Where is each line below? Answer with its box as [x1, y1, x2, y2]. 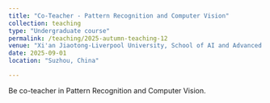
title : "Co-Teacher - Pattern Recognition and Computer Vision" [8, 11, 230, 20]
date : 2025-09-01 [8, 49, 67, 57]
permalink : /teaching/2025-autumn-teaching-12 [8, 34, 168, 43]
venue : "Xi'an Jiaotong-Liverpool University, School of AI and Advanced [8, 42, 263, 50]
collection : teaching [8, 19, 82, 27]
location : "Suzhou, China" [8, 57, 99, 65]
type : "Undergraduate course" [8, 27, 111, 35]
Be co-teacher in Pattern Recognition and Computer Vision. [8, 85, 206, 95]
